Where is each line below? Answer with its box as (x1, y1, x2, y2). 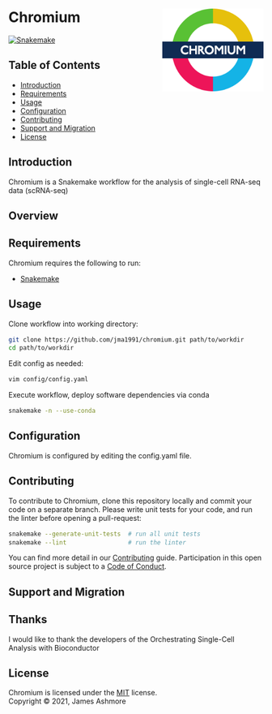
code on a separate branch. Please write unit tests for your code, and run (8, 504, 253, 514)
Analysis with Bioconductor (8, 643, 100, 652)
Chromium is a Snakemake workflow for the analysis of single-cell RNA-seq (8, 177, 261, 187)
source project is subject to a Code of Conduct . (8, 561, 168, 571)
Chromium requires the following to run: (8, 258, 142, 268)
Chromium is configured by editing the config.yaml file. (8, 450, 192, 460)
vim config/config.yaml (8, 376, 89, 384)
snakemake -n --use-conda (8, 406, 96, 415)
